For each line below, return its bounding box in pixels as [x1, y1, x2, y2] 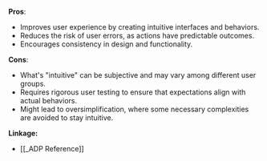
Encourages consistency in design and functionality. [19, 39, 193, 49]
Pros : [8, 7, 26, 16]
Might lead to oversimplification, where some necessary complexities [19, 104, 249, 114]
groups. [19, 79, 47, 88]
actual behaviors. [19, 96, 78, 105]
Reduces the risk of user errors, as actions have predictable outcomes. [19, 31, 255, 40]
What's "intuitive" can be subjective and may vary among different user [19, 70, 257, 79]
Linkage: [8, 128, 38, 138]
